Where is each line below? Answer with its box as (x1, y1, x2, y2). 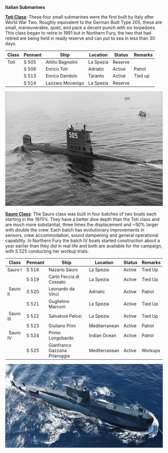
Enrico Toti (45, 66, 68, 72)
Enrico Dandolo (45, 73, 77, 79)
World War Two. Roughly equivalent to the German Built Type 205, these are (5, 20, 162, 25)
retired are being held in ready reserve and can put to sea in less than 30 (5, 35, 155, 41)
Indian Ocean (88, 332, 116, 338)
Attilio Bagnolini (45, 59, 78, 65)
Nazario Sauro (48, 267, 78, 273)
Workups (141, 347, 160, 353)
